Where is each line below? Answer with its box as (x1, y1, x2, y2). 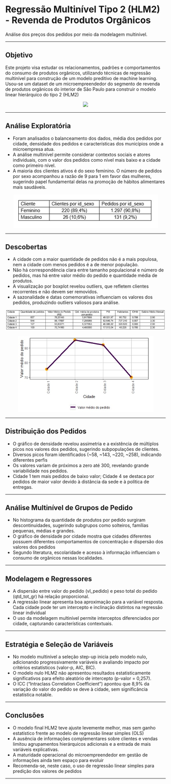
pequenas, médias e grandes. (12, 528, 75, 534)
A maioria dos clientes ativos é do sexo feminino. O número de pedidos (12, 167, 162, 174)
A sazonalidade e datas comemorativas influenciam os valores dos (12, 294, 153, 300)
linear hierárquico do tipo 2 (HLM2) (5, 91, 79, 97)
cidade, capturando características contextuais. (12, 621, 113, 627)
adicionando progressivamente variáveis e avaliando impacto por (12, 659, 150, 665)
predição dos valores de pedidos (12, 768, 82, 774)
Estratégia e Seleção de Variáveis (5, 640, 113, 649)
